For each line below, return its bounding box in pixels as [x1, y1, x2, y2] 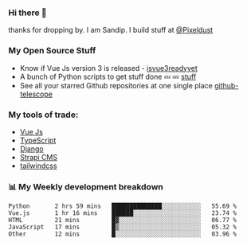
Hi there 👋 [8, 7, 48, 18]
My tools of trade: [8, 109, 79, 120]
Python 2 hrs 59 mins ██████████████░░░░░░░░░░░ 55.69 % [8, 202, 237, 210]
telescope [19, 89, 53, 99]
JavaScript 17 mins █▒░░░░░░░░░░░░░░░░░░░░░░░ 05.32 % [8, 223, 237, 232]
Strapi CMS [19, 152, 58, 162]
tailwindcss [19, 161, 57, 170]
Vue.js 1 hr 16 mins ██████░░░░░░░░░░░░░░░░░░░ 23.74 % [8, 209, 237, 217]
